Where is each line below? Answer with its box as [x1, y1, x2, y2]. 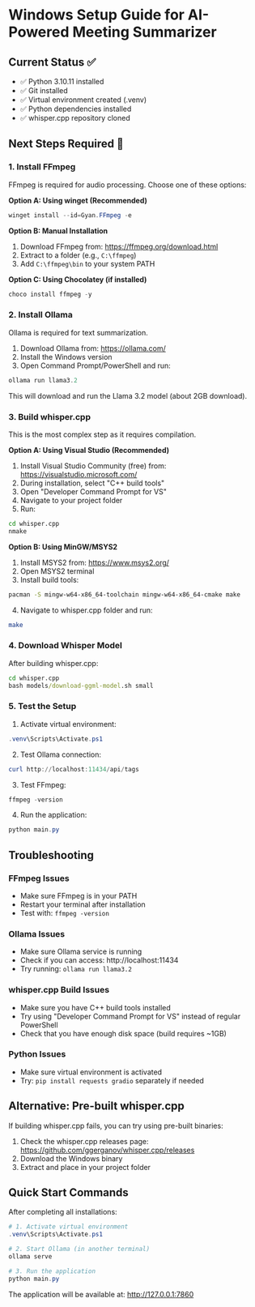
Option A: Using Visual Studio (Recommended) [8, 445, 170, 455]
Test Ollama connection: [19, 750, 101, 759]
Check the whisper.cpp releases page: [19, 1136, 149, 1146]
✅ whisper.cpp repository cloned [19, 113, 131, 122]
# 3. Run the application [8, 1266, 96, 1275]
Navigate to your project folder [19, 495, 123, 505]
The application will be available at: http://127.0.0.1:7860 [8, 1289, 194, 1299]
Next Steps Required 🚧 [8, 137, 124, 151]
